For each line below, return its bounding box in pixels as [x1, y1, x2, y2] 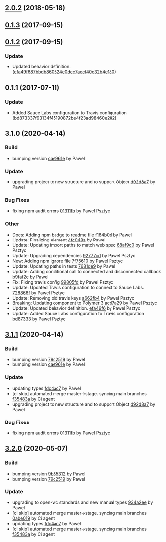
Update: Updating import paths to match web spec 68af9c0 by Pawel [12, 242, 155, 248]
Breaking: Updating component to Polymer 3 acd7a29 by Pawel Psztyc [12, 300, 157, 306]
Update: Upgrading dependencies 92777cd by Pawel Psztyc [12, 252, 136, 258]
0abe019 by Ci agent [12, 515, 55, 521]
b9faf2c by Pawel [12, 274, 49, 280]
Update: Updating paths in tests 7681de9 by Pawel [12, 263, 115, 269]
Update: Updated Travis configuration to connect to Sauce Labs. [12, 284, 145, 290]
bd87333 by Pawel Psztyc [12, 316, 66, 322]
